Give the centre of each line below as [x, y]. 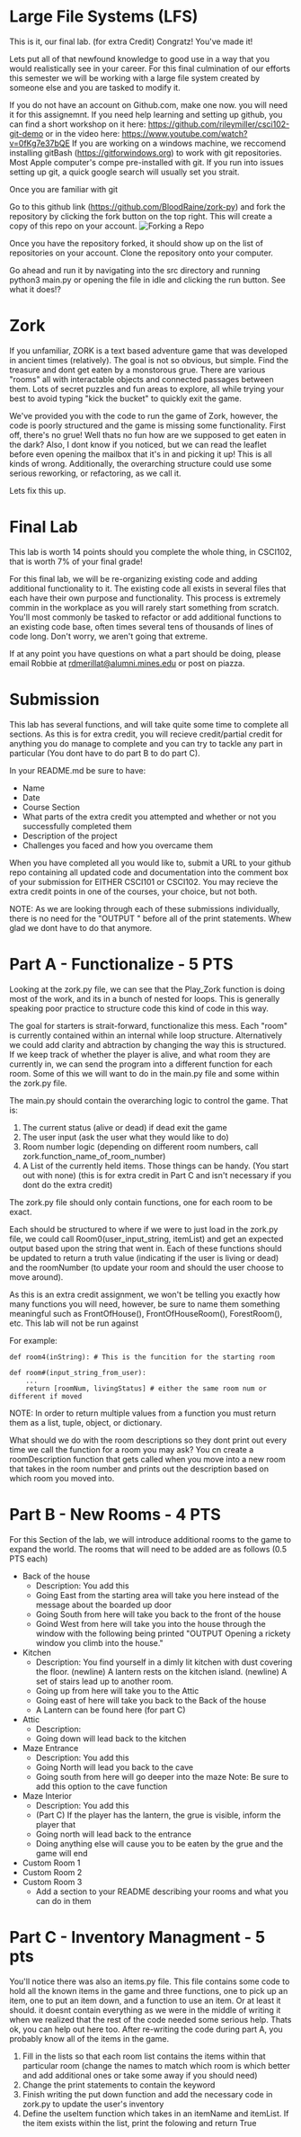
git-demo [27, 133]
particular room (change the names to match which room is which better [156, 2065]
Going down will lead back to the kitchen [111, 1739]
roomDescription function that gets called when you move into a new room [147, 1459]
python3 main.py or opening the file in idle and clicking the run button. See [147, 280]
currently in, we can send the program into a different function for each [141, 1064]
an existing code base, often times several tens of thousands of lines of [142, 626]
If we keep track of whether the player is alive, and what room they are [140, 1054]
